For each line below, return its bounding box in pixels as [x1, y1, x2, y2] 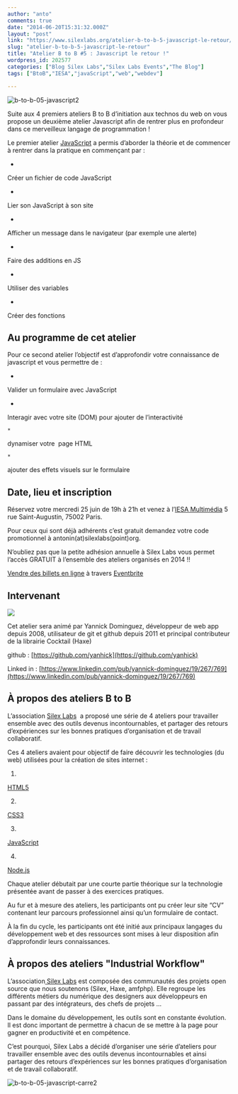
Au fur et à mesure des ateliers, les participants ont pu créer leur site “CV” [7, 901, 225, 909]
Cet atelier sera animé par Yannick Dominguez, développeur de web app [7, 621, 220, 630]
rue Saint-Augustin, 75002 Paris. [7, 513, 103, 521]
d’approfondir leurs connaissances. [7, 937, 110, 945]
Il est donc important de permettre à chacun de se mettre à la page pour [7, 1021, 218, 1029]
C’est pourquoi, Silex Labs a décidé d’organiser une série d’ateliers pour [7, 1042, 217, 1051]
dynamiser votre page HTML [7, 439, 93, 448]
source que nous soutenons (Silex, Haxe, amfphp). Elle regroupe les [7, 984, 206, 992]
